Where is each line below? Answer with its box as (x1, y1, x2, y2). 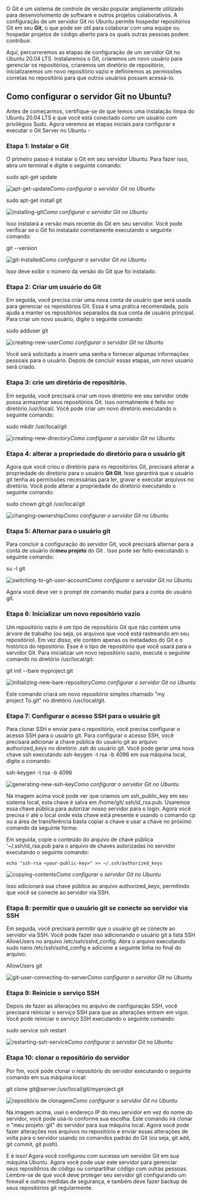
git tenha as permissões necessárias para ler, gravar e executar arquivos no (6, 476, 194, 483)
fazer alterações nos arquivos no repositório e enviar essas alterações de (6, 1127, 188, 1135)
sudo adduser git (6, 327, 49, 334)
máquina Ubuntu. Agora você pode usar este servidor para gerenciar (6, 1159, 177, 1166)
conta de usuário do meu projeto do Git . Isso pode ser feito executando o (6, 547, 189, 554)
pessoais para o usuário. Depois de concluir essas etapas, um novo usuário (6, 357, 194, 364)
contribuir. (6, 37, 32, 44)
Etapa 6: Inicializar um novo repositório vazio (6, 610, 141, 618)
